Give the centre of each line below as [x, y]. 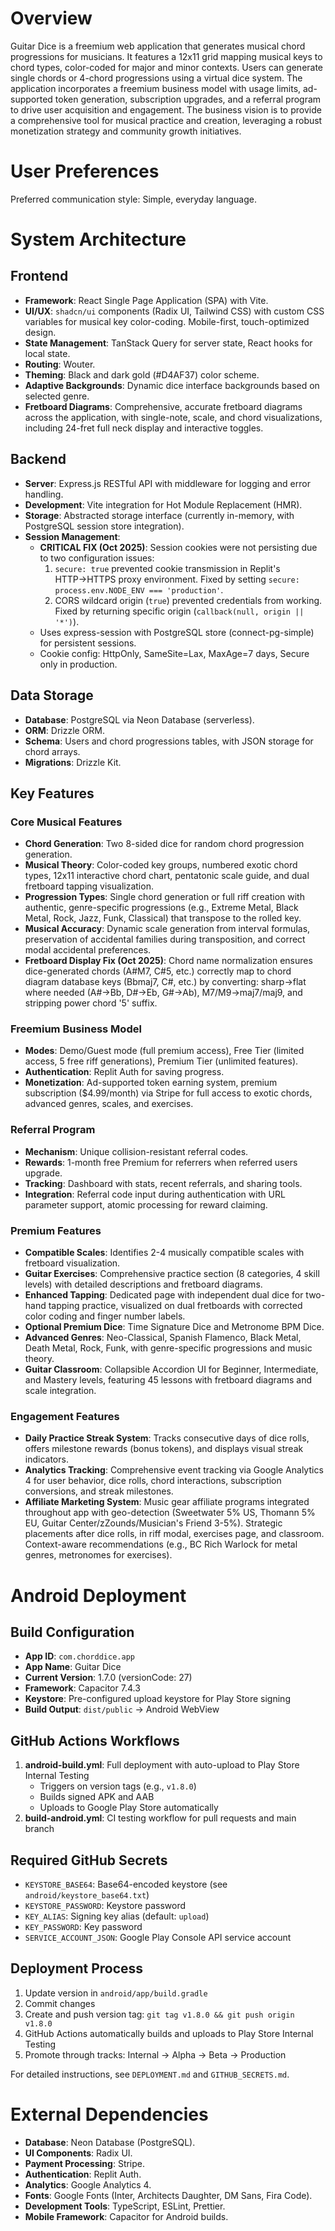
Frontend [39, 276]
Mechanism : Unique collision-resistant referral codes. [136, 1151]
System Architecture [98, 239]
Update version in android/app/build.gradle [116, 1993]
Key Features [52, 793]
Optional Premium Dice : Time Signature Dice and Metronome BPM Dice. [174, 1327]
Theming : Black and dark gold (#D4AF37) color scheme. [142, 374]
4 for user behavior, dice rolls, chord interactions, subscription [153, 1481]
